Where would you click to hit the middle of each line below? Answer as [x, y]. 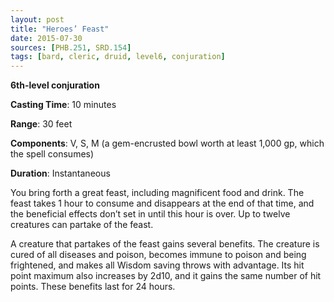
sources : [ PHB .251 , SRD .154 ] [71, 47]
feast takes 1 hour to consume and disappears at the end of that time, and [162, 203]
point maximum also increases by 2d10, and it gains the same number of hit [166, 276]
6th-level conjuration [55, 85]
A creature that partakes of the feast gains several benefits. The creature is [165, 244]
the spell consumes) [52, 154]
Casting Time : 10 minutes [63, 105]
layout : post [37, 19]
